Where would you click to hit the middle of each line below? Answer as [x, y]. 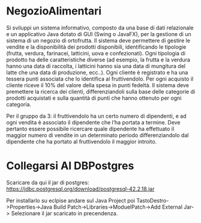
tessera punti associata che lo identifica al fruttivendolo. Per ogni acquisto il [100, 79]
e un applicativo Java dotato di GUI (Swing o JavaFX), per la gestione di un [99, 34]
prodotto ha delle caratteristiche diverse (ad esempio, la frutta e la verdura [98, 60]
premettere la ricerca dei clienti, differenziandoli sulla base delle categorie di [101, 91]
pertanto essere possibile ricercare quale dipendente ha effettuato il [90, 129]
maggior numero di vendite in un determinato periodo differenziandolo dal [97, 135]
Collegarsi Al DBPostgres [70, 166]
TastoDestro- [152, 200]
